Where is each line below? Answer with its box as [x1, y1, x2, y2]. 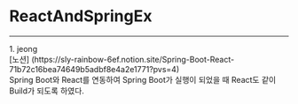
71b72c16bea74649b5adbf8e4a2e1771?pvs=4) [9, 63, 180, 74]
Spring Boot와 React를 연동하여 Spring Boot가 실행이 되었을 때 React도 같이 [9, 74, 277, 85]
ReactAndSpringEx [9, 6, 153, 26]
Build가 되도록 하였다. [9, 85, 84, 96]
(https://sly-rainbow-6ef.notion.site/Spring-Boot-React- [30, 54, 235, 64]
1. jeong [9, 43, 38, 54]
